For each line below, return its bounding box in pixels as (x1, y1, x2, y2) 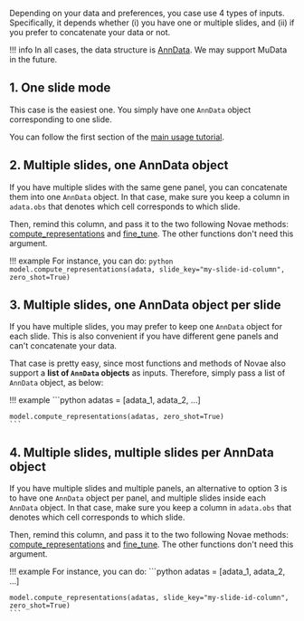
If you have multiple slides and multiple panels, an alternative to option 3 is (9, 483, 288, 494)
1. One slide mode (9, 81, 111, 96)
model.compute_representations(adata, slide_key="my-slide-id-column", (9, 264, 285, 274)
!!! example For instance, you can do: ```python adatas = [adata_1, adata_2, (9, 566, 286, 578)
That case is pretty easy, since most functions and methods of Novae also (9, 358, 287, 369)
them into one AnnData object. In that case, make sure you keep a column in (9, 191, 290, 202)
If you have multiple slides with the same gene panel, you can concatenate (9, 181, 288, 193)
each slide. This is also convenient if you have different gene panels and (9, 330, 279, 342)
